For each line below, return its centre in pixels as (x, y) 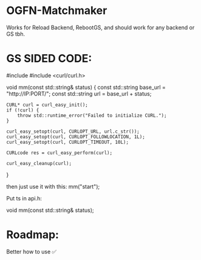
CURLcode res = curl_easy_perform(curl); (60, 153)
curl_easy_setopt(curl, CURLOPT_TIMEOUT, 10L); (68, 142)
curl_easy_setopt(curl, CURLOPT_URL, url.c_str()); (73, 132)
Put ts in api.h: (24, 198)
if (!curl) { (23, 110)
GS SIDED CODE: (49, 59)
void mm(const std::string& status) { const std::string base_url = (86, 87)
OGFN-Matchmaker (57, 11)
